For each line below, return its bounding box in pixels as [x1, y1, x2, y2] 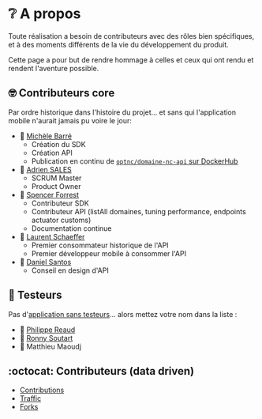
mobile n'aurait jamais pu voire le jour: [8, 115, 133, 125]
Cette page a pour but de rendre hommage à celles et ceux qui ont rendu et [8, 55, 254, 64]
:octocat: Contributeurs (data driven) [8, 364, 195, 378]
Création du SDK [31, 139, 86, 149]
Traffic [19, 394, 42, 403]
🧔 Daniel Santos [19, 257, 72, 266]
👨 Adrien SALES [19, 164, 73, 174]
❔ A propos [8, 5, 81, 23]
